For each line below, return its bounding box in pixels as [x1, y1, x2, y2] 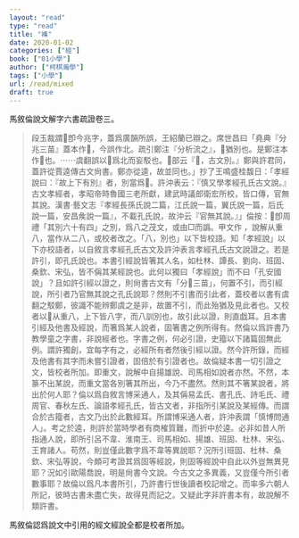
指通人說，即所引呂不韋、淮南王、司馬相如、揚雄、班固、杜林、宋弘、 [30, 434, 290, 444]
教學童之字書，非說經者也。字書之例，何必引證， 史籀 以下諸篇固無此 [30, 333, 282, 343]
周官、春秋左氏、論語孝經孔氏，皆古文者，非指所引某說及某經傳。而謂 [30, 400, 290, 410]
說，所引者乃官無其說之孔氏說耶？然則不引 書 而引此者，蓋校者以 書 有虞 [30, 288, 290, 299]
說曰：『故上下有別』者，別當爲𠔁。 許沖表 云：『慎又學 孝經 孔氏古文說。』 [30, 177, 291, 187]
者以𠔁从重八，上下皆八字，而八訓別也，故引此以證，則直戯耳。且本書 [30, 310, 287, 321]
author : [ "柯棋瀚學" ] [9, 63, 85, 72]
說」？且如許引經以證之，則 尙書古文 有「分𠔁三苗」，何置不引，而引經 [30, 277, 283, 288]
